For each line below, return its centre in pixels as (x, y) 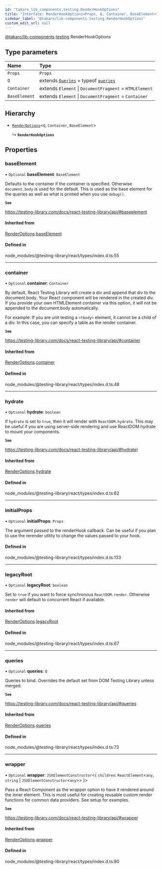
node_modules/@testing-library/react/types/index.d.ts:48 (62, 384)
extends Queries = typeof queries (77, 80)
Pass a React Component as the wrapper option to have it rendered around (80, 789)
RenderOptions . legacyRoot (32, 622)
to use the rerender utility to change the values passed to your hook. (73, 535)
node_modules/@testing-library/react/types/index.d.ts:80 (62, 861)
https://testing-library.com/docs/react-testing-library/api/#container (73, 340)
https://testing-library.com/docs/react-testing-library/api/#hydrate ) (72, 450)
